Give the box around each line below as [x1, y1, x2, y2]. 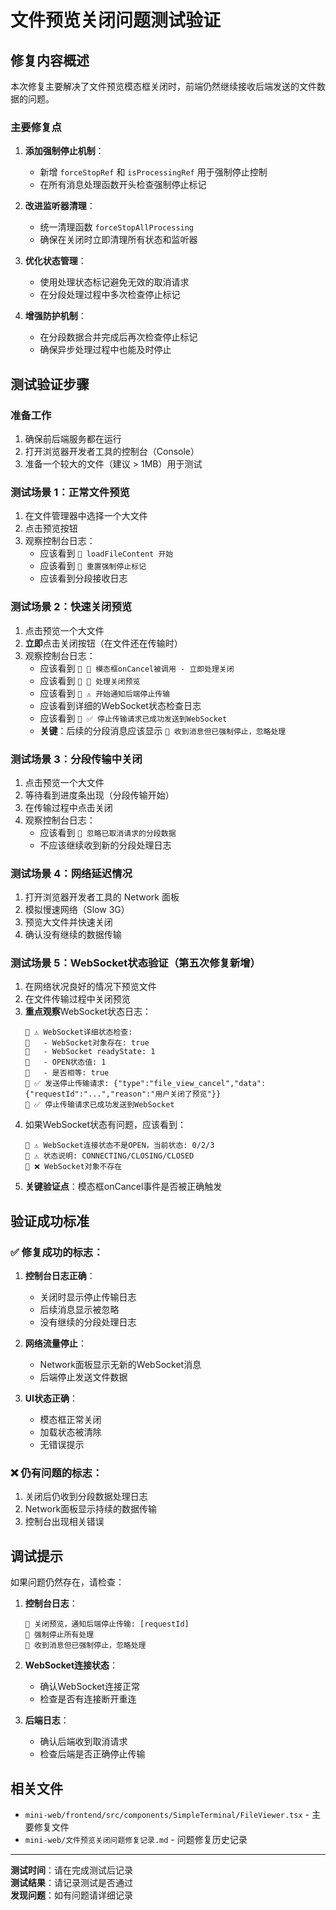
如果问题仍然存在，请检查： [10, 1576, 125, 1588]
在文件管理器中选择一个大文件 [24, 510, 148, 522]
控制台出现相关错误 [24, 1516, 105, 1528]
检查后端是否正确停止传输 [39, 1748, 146, 1760]
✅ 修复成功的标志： [10, 1245, 104, 1259]
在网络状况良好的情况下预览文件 [24, 981, 157, 993]
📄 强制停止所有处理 [24, 1630, 95, 1640]
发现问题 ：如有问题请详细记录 [10, 1889, 133, 1901]
